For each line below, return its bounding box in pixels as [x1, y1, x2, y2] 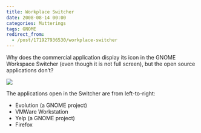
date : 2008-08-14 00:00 [6, 15, 67, 21]
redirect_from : [6, 32, 45, 38]
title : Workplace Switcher [6, 9, 74, 15]
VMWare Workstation [15, 108, 68, 115]
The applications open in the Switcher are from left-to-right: [6, 90, 156, 97]
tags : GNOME [6, 26, 36, 32]
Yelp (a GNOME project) [15, 115, 76, 121]
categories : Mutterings [6, 20, 67, 26]
